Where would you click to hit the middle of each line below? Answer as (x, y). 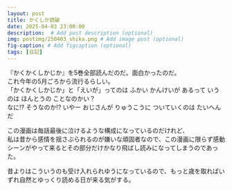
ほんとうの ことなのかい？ (58, 98)
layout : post (26, 13)
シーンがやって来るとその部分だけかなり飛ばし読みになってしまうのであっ (113, 148)
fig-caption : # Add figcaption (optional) (69, 46)
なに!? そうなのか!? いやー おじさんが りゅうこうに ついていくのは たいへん (114, 107)
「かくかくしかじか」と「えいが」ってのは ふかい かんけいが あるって (107, 90)
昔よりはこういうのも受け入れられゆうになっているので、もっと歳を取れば (113, 171)
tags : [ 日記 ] (25, 53)
